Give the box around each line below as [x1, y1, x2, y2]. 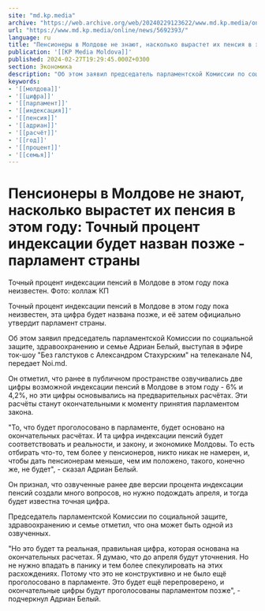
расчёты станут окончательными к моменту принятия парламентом [8, 399, 240, 408]
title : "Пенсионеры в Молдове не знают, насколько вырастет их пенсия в [8, 41, 252, 49]
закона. [8, 408, 34, 417]
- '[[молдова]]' [8, 84, 62, 93]
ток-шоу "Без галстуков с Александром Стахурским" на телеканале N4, [8, 350, 253, 360]
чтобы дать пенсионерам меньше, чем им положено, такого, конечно [8, 456, 245, 466]
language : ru [8, 33, 51, 42]
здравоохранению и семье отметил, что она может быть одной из [8, 520, 233, 530]
